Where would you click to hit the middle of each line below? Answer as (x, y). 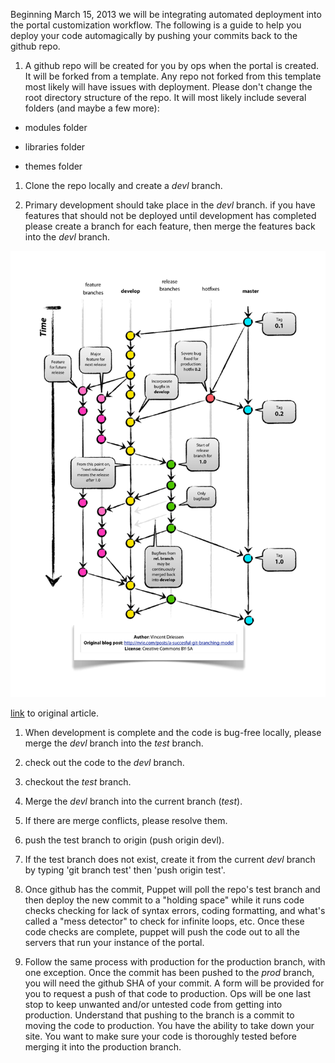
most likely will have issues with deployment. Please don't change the (168, 87)
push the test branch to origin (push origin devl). (124, 840)
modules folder (56, 127)
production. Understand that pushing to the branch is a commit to (159, 1015)
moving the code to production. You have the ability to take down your (169, 1025)
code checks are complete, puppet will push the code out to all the (162, 931)
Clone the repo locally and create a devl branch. (123, 185)
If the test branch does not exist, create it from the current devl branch (170, 859)
